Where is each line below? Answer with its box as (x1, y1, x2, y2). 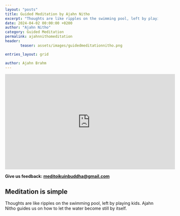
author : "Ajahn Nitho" (5, 25, 51, 30)
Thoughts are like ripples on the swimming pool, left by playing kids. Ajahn (5, 201, 154, 206)
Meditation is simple (5, 187, 68, 196)
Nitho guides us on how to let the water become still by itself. (5, 205, 127, 211)
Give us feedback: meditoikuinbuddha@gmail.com (5, 173, 110, 179)
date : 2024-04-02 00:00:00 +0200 (5, 20, 73, 26)
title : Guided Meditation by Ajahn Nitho (5, 12, 90, 16)
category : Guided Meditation (5, 30, 64, 34)
